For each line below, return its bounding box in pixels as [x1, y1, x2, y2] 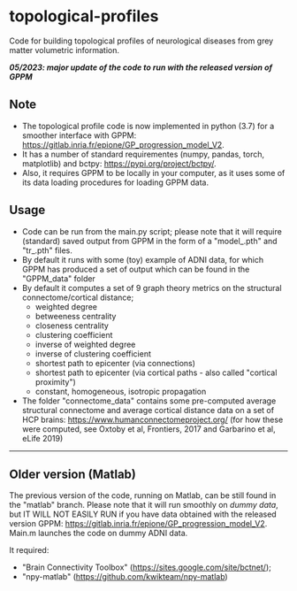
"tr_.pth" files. [21, 245, 73, 256]
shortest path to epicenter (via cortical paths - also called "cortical [34, 367, 278, 378]
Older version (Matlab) [9, 466, 137, 481]
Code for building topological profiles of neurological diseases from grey [9, 35, 274, 46]
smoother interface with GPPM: [21, 130, 137, 141]
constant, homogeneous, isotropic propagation [34, 386, 207, 396]
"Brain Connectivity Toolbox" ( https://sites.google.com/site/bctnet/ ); [21, 562, 271, 572]
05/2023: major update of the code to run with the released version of [9, 62, 272, 73]
